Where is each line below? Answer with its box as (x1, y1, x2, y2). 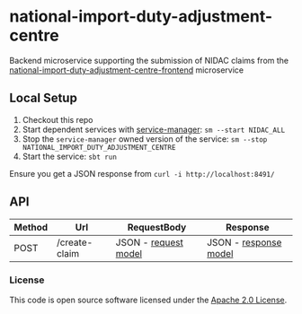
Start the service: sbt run (22, 151, 117, 161)
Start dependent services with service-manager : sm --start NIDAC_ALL (22, 124, 286, 135)
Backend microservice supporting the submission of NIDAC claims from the (9, 55, 289, 65)
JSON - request (115, 236, 184, 249)
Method (13, 221, 49, 233)
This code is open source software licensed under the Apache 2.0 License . (9, 294, 288, 305)
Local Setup (9, 91, 78, 106)
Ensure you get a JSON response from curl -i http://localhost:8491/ (9, 168, 275, 179)
